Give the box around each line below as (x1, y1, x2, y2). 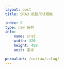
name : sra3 (14, 34, 36, 39)
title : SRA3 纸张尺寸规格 (5, 12, 53, 17)
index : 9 (5, 20, 23, 25)
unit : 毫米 (14, 47, 34, 52)
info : (5, 30, 16, 34)
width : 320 (14, 38, 36, 44)
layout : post (5, 7, 32, 12)
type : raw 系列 (5, 25, 34, 30)
